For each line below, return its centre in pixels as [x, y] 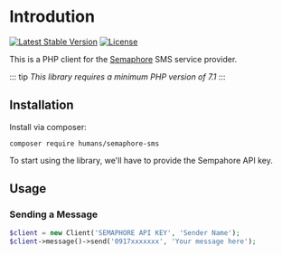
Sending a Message [54, 214]
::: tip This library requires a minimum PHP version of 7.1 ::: [117, 76]
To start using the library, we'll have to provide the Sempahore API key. [141, 160]
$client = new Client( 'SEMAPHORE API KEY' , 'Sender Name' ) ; [125, 233]
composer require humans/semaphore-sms [85, 143]
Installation [42, 105]
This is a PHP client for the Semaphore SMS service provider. [123, 59]
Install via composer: [48, 127]
